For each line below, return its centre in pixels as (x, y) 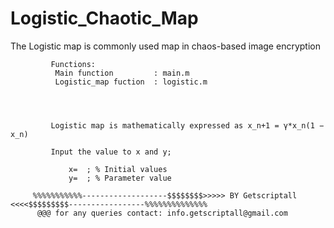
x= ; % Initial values (118, 169)
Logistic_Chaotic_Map (104, 18)
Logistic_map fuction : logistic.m (131, 82)
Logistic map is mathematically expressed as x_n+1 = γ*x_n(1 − (187, 125)
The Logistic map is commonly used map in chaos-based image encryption (165, 46)
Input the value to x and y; (111, 152)
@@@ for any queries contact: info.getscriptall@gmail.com (162, 213)
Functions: (73, 64)
